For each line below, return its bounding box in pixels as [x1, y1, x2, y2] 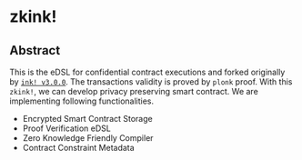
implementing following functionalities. [9, 95, 155, 106]
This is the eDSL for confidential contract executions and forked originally [9, 66, 286, 77]
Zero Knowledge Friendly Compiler [22, 133, 154, 143]
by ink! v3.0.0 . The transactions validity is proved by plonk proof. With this [9, 76, 293, 87]
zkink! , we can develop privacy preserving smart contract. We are [9, 86, 259, 96]
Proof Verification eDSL [22, 123, 111, 134]
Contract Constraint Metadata [22, 143, 135, 153]
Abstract [9, 43, 61, 58]
